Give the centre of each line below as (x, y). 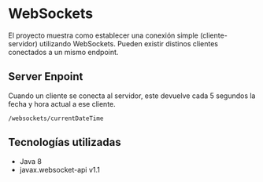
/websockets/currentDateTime (56, 118)
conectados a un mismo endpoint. (63, 52)
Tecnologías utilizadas (65, 142)
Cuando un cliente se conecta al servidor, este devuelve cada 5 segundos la (132, 96)
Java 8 (30, 161)
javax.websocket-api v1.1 (60, 169)
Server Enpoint (46, 76)
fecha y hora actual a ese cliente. (62, 104)
